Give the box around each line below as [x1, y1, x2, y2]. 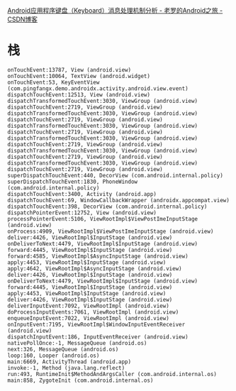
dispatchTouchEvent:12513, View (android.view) [7, 91, 151, 98]
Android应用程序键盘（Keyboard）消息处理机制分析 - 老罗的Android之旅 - [7, 6, 223, 14]
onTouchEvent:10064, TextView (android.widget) [7, 72, 151, 79]
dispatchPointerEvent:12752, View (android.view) [7, 209, 157, 216]
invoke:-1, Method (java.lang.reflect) [7, 364, 125, 371]
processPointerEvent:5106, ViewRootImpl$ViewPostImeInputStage [7, 215, 198, 222]
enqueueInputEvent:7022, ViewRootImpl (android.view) [7, 314, 170, 321]
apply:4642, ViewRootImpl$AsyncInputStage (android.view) [7, 265, 182, 272]
